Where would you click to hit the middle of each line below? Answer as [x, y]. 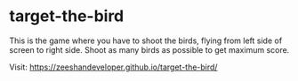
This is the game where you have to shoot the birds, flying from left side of [146, 40]
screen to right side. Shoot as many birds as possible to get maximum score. [149, 49]
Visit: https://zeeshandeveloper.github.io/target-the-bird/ [113, 67]
